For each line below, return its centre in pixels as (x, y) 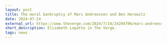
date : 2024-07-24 (23, 19)
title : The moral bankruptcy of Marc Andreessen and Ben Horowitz (75, 14)
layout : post (19, 10)
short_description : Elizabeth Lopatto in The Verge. (61, 28)
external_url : (20, 23)
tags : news (16, 33)
